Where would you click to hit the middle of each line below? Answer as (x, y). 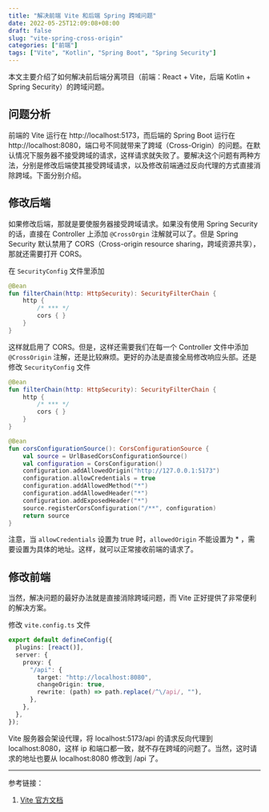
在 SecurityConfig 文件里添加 (57, 271)
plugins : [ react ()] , (50, 648)
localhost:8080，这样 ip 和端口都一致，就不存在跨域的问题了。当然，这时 (129, 748)
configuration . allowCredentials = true (89, 478)
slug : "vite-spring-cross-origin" (66, 38)
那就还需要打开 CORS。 (47, 254)
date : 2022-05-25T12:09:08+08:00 (64, 23)
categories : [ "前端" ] (43, 46)
